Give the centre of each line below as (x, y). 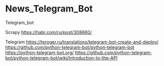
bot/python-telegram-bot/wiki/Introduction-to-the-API (61, 57)
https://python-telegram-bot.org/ (40, 52)
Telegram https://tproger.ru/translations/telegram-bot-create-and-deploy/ (82, 42)
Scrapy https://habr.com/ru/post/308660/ (49, 32)
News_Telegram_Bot (49, 9)
